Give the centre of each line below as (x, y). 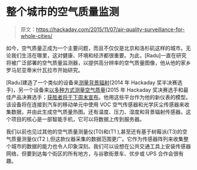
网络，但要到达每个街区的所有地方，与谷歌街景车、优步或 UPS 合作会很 (92, 154)
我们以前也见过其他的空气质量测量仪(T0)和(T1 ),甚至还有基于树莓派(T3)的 (94, 131)
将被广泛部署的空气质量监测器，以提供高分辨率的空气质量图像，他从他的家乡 (98, 63)
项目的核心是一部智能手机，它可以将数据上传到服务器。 (78, 119)
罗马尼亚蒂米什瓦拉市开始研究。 (45, 70)
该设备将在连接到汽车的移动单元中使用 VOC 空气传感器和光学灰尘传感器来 (95, 104)
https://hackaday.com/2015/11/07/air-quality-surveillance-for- (111, 29)
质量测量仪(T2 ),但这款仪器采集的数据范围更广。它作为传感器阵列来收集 (97, 139)
